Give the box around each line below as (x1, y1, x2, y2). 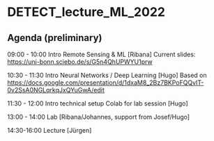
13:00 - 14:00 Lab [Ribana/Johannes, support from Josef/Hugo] (7, 113, 190, 121)
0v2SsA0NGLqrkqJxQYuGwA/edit (7, 86, 105, 94)
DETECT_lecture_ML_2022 (7, 4, 166, 20)
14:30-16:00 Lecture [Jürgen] (7, 126, 92, 134)
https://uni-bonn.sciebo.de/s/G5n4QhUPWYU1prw (7, 58, 153, 66)
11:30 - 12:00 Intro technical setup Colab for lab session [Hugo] (7, 99, 188, 108)
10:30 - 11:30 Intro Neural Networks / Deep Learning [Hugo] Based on (7, 71, 207, 79)
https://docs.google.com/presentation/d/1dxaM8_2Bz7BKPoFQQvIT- (7, 78, 204, 87)
